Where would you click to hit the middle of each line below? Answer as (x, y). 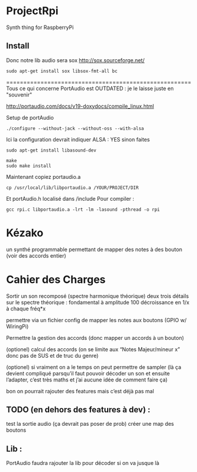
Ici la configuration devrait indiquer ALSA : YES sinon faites (78, 139)
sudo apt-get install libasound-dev (51, 150)
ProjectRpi (32, 11)
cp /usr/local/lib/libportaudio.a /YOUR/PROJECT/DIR (72, 188)
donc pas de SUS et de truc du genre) (52, 355)
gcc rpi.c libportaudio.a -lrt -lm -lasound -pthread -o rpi (83, 209)
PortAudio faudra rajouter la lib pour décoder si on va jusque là (83, 463)
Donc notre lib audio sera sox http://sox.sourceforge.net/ (75, 60)
